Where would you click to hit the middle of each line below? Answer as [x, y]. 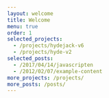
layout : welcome [30, 13]
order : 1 [20, 33]
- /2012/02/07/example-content [58, 71]
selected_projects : [35, 39]
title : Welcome [29, 20]
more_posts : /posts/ [37, 84]
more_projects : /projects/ [46, 78]
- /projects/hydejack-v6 [49, 46]
